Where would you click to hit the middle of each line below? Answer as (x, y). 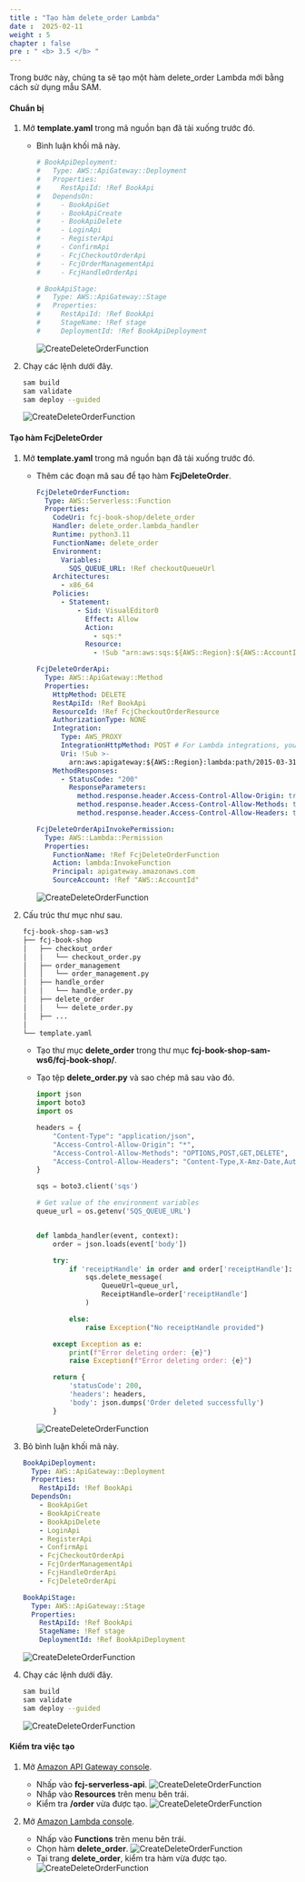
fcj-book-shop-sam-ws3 (65, 932)
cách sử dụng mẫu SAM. (55, 87)
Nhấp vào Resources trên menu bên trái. (113, 1794)
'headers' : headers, (108, 1395)
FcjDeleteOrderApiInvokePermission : (105, 829)
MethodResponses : (85, 771)
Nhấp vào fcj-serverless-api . (92, 1784)
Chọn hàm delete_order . (82, 1848)
